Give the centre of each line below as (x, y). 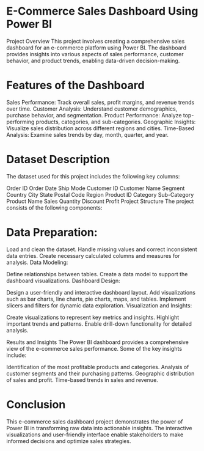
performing (20, 122)
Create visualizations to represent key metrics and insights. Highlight (93, 317)
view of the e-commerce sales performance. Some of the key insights (94, 348)
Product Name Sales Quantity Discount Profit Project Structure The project (100, 201)
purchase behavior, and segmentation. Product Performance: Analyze (94, 115)
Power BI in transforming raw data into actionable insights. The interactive (99, 428)
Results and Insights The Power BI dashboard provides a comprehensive (98, 342)
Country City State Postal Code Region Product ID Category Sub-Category (100, 194)
